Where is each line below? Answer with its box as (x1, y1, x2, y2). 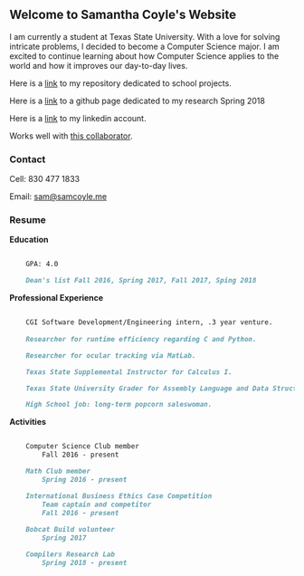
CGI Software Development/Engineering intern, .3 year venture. (25, 318, 273, 327)
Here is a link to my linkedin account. (9, 112, 147, 123)
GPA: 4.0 (25, 260, 59, 269)
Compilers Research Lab (25, 550, 116, 560)
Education (9, 235, 49, 245)
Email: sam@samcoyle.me (9, 191, 107, 202)
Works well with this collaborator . (9, 130, 133, 141)
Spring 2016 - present (42, 475, 128, 484)
